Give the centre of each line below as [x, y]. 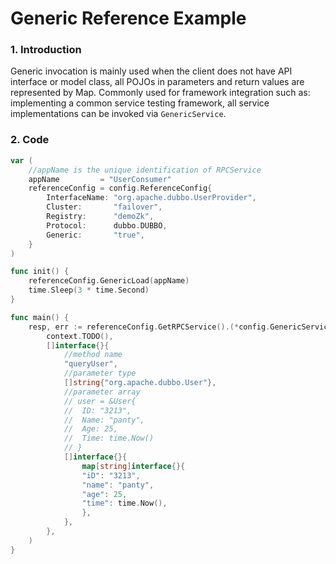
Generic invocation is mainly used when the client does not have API [151, 71]
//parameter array [102, 392]
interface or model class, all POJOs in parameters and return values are [157, 82]
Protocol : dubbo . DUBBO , [107, 225]
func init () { [40, 272]
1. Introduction [46, 50]
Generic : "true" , [95, 235]
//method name [93, 355]
